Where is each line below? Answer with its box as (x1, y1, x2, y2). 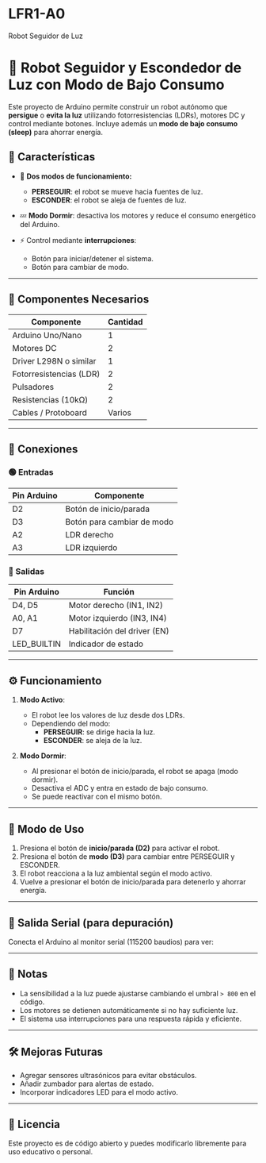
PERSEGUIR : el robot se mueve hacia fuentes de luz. (31, 187, 203, 196)
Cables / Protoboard (12, 406, 87, 418)
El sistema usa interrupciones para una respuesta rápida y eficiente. (19, 1014, 242, 1023)
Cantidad (108, 316, 143, 327)
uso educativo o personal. (8, 1147, 93, 1157)
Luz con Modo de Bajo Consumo (8, 76, 225, 94)
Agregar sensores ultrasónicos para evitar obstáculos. (19, 1070, 197, 1080)
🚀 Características (8, 150, 96, 164)
